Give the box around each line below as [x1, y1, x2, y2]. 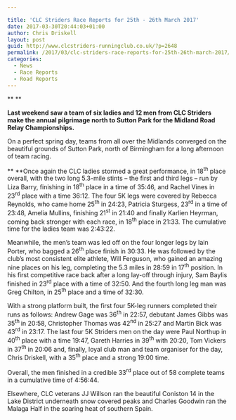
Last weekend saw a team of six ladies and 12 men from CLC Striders [7, 108, 212, 117]
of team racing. [7, 152, 51, 160]
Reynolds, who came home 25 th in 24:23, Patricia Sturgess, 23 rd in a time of [7, 198, 228, 208]
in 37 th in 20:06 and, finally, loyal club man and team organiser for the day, [7, 343, 223, 353]
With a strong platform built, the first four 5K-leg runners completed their [7, 302, 218, 310]
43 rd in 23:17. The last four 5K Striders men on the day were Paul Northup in [7, 326, 227, 336]
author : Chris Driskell [7, 30, 77, 37]
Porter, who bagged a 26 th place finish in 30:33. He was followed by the [7, 246, 216, 255]
